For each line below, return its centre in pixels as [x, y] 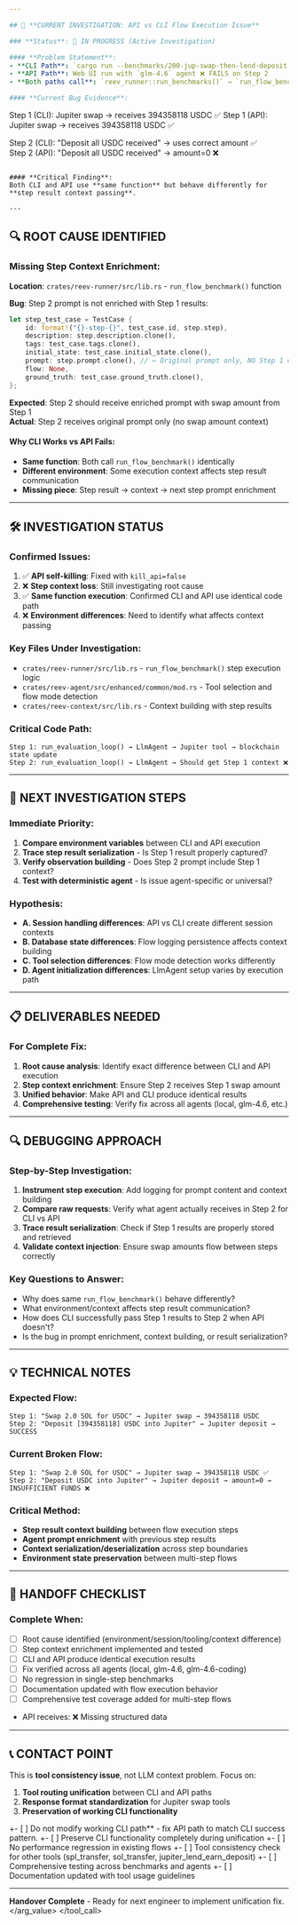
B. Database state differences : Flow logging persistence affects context [154, 942]
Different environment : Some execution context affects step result [144, 471]
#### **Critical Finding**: [61, 178]
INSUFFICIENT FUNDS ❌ [50, 1488]
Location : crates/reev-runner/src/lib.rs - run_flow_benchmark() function [145, 286]
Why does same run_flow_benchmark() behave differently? [129, 1299]
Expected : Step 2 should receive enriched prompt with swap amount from [145, 402]
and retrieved [47, 1237]
